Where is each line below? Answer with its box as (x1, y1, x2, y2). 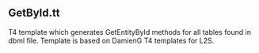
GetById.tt (8, 6, 60, 20)
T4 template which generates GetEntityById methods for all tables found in (8, 27, 252, 36)
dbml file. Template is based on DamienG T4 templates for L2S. (8, 36, 215, 45)
